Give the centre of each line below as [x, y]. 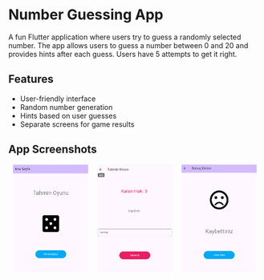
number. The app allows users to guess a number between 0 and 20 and [128, 45]
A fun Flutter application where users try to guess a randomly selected [125, 37]
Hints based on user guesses [68, 116]
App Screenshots [53, 150]
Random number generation [66, 107]
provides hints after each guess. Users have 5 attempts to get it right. [123, 54]
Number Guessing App [86, 15]
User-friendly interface [58, 99]
